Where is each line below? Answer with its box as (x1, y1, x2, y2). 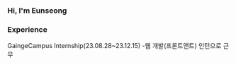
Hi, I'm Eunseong (7, 6, 67, 16)
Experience (7, 24, 47, 34)
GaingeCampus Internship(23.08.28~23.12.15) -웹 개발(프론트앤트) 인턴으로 (7, 42, 222, 50)
